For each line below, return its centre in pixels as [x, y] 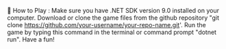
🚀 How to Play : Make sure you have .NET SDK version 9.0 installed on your [113, 11]
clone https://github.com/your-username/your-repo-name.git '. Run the [107, 25]
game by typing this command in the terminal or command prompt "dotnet [112, 32]
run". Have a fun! [31, 39]
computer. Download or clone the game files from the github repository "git [113, 18]
